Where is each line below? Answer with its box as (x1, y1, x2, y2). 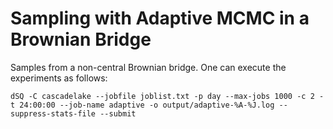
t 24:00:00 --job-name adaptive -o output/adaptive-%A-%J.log (10, 100, 275, 110)
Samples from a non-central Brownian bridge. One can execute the (10, 61, 287, 73)
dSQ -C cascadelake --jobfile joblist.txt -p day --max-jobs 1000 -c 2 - (10, 91, 325, 101)
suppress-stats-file (10, 108, 97, 119)
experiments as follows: (10, 72, 108, 84)
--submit (99, 108, 137, 119)
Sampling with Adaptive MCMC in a (10, 7, 310, 30)
